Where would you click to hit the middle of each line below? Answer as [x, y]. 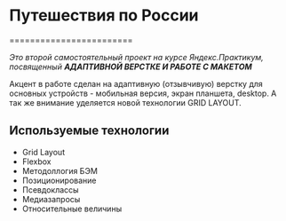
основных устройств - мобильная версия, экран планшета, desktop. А [143, 93]
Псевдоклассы [50, 189]
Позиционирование [59, 180]
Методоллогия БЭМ [60, 170]
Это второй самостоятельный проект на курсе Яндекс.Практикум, [136, 57]
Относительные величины [72, 209]
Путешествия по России [104, 16]
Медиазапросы [51, 199]
